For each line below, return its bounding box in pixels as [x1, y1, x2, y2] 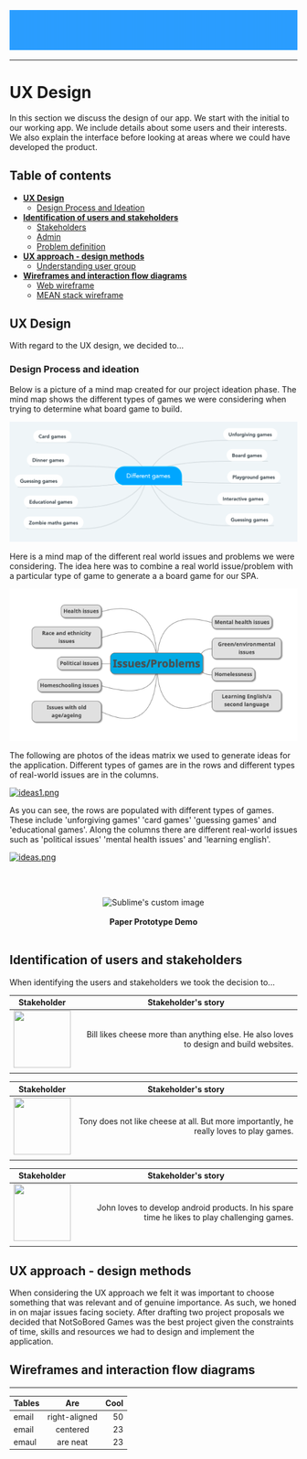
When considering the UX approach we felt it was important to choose [9, 1287, 275, 1298]
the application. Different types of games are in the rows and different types [9, 759, 295, 770]
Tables [13, 1398, 40, 1409]
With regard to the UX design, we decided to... [9, 340, 185, 351]
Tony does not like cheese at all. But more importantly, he [79, 1115, 294, 1126]
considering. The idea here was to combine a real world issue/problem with [9, 560, 294, 572]
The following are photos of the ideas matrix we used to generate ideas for [9, 749, 291, 760]
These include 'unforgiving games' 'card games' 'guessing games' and [9, 814, 277, 825]
